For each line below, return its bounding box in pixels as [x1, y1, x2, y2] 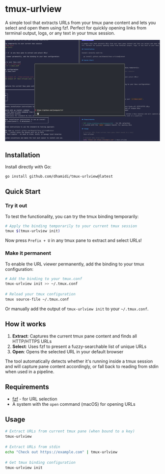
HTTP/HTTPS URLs [12, 338, 52, 344]
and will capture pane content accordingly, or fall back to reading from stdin [5, 363, 159, 369]
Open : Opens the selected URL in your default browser [12, 348, 124, 354]
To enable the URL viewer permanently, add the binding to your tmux [5, 261, 144, 267]
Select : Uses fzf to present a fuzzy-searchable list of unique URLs [12, 343, 147, 349]
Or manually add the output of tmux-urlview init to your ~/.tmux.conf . [5, 306, 149, 312]
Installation [5, 151, 40, 159]
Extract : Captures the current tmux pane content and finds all [12, 333, 137, 339]
